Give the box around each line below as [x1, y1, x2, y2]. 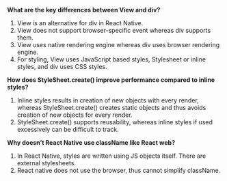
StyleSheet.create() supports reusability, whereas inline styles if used [16, 118, 213, 126]
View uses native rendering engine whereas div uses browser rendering [16, 41, 220, 48]
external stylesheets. [16, 159, 77, 167]
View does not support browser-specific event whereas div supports [16, 27, 211, 34]
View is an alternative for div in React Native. [16, 19, 144, 27]
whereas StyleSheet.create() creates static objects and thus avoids [16, 104, 206, 111]
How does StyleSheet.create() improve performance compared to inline [7, 76, 215, 84]
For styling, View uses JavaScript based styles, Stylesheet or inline [16, 55, 206, 64]
